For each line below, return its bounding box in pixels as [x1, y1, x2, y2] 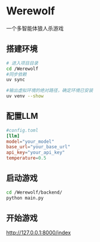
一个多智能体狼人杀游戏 [6, 24, 64, 32]
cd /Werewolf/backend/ [6, 189, 62, 195]
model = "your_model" [6, 139, 55, 145]
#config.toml [6, 127, 39, 133]
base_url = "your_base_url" [6, 144, 70, 150]
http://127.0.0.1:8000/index [6, 229, 71, 237]
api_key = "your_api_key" [6, 149, 65, 156]
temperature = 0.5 [6, 155, 46, 161]
